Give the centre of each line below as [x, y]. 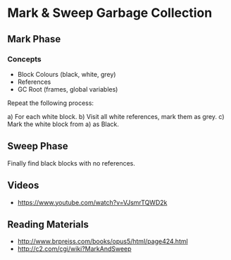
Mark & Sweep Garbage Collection [110, 13]
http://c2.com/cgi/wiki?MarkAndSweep [74, 249]
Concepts [25, 59]
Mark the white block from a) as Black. [63, 124]
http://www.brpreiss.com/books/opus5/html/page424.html [102, 242]
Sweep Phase [38, 146]
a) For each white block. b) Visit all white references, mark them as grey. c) [116, 116]
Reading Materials [48, 224]
